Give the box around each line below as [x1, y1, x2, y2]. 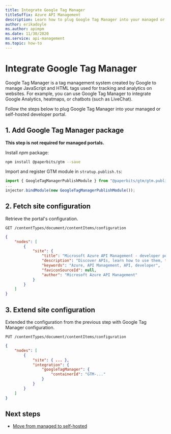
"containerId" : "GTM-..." [50, 372, 106, 377]
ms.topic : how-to [5, 41, 42, 46]
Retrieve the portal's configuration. [5, 215, 78, 222]
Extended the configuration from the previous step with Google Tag [5, 319, 147, 325]
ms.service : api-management [5, 36, 65, 41]
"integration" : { [32, 362, 70, 368]
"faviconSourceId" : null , [41, 268, 97, 273]
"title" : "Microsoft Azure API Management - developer [41, 253, 160, 258]
